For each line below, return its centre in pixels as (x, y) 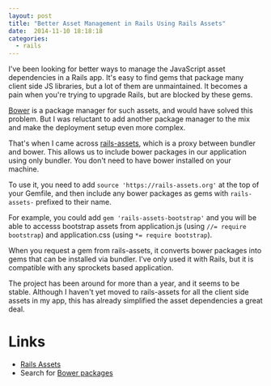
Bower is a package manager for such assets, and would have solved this (131, 111)
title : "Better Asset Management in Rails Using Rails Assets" (117, 23)
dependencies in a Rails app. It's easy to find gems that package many (126, 78)
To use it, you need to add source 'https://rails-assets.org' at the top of (134, 185)
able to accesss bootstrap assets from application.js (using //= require (127, 227)
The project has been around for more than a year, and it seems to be (124, 283)
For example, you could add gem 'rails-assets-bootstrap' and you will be (133, 218)
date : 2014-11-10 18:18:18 (56, 31)
